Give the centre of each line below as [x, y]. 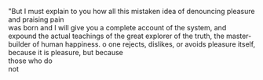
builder [20, 44]
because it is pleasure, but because [66, 52]
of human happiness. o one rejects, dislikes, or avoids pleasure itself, [144, 44]
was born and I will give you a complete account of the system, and [117, 28]
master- [239, 36]
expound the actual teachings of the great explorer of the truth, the [117, 36]
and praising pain [36, 19]
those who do [30, 61]
